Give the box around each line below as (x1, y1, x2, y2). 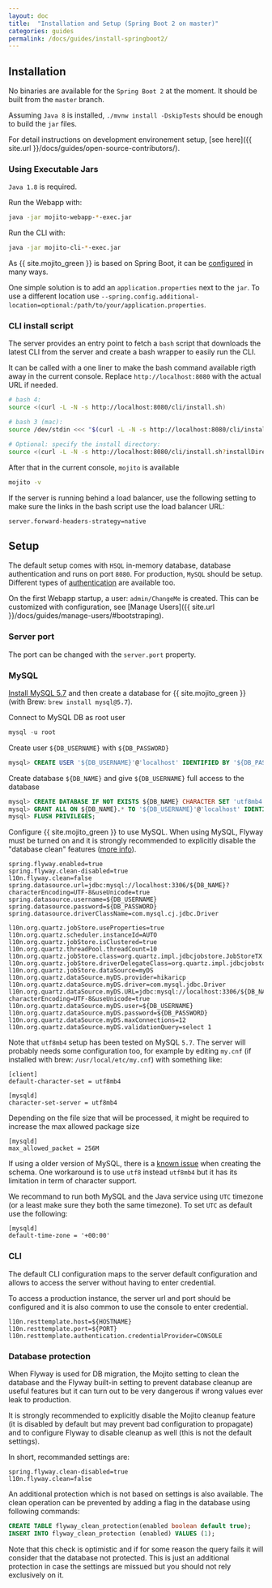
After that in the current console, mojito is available (8, 462, 180, 472)
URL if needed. (8, 380, 58, 390)
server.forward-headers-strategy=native (8, 517, 147, 526)
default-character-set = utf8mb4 (8, 1078, 121, 1086)
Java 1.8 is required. (8, 182, 78, 191)
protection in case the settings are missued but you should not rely (8, 1561, 232, 1571)
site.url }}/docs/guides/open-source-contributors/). (8, 144, 181, 153)
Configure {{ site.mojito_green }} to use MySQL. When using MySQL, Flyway (8, 827, 264, 837)
